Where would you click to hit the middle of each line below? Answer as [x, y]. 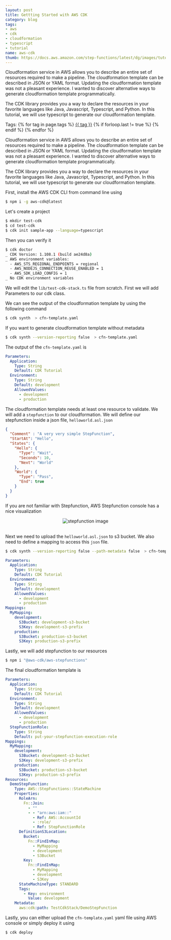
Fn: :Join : [34, 803]
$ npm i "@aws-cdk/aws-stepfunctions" [46, 661]
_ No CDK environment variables [39, 278]
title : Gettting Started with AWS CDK [46, 15]
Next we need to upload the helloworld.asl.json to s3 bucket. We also [80, 536]
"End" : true [31, 482]
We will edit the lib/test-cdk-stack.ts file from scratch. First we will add [82, 288]
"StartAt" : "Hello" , [32, 439]
